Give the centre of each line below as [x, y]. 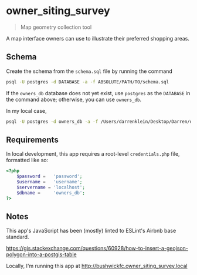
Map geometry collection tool [56, 27]
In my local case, [26, 110]
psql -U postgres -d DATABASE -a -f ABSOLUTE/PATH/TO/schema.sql [87, 82]
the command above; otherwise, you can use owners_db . [74, 99]
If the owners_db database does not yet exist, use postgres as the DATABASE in [98, 93]
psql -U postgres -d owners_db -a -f [52, 122]
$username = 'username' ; [50, 182]
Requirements [32, 140]
